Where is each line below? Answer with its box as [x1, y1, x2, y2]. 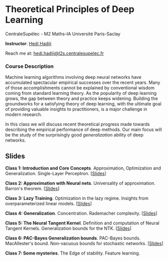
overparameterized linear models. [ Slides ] [5, 201, 92, 207]
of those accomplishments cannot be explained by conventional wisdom [5, 85, 154, 91]
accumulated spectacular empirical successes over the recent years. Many [5, 79, 160, 86]
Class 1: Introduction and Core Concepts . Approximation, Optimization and [5, 165, 161, 171]
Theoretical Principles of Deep [5, 4, 134, 15]
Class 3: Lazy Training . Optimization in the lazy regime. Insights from [5, 195, 149, 201]
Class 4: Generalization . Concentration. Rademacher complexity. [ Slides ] [5, 210, 157, 216]
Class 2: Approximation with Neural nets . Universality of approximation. [5, 180, 155, 186]
